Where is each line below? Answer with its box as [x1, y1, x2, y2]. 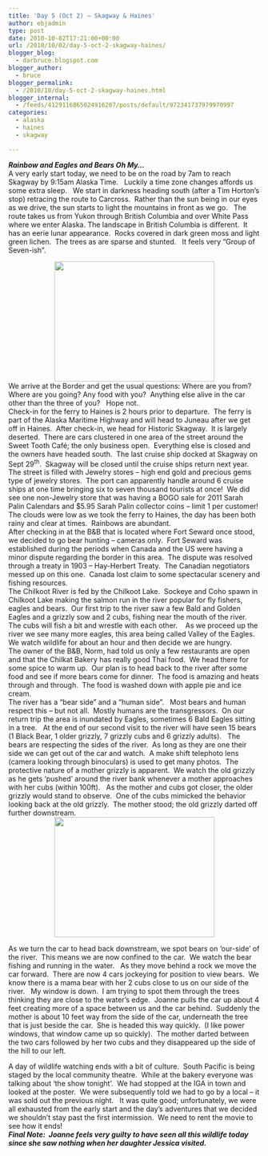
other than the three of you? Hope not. [8, 398, 139, 407]
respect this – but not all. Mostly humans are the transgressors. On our [8, 706, 245, 716]
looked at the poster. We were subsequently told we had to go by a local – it [8, 1087, 260, 1097]
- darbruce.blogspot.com [15, 57, 98, 65]
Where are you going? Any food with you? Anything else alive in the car [8, 390, 246, 399]
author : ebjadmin [8, 19, 66, 27]
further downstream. [8, 808, 77, 818]
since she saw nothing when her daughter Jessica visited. [8, 1138, 207, 1148]
